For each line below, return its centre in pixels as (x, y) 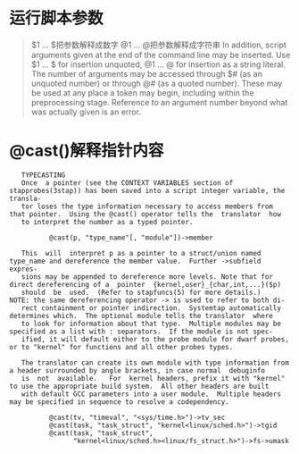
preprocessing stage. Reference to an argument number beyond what (159, 102)
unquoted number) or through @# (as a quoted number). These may (157, 83)
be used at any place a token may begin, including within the (142, 92)
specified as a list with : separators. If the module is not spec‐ (141, 332)
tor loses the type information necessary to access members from (147, 206)
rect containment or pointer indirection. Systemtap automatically (151, 308)
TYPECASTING (43, 175)
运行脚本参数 (57, 18)
